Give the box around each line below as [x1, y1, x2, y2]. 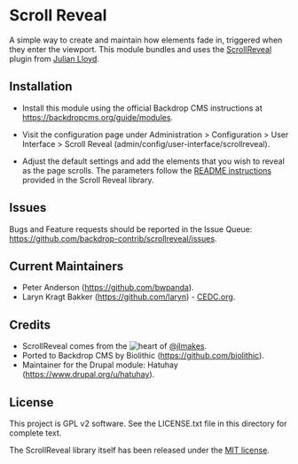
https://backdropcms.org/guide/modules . [21, 112, 174, 122]
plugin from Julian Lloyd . [9, 53, 100, 64]
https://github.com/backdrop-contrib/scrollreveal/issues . [9, 233, 217, 244]
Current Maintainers [9, 259, 124, 274]
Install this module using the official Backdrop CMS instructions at [21, 103, 263, 113]
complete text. [9, 428, 62, 438]
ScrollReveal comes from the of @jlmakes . [21, 341, 208, 352]
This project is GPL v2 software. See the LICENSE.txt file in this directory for [9, 418, 287, 429]
